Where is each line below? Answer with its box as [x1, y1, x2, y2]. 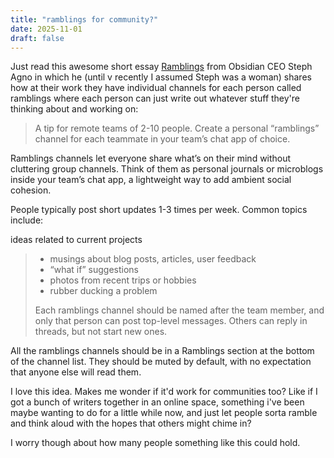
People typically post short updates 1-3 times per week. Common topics [10, 204, 308, 216]
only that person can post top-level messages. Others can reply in [34, 315, 308, 327]
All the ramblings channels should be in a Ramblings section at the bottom [10, 345, 315, 357]
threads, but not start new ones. [34, 326, 168, 338]
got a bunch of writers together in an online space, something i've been [10, 396, 305, 408]
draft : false [10, 33, 65, 43]
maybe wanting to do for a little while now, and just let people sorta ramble [10, 407, 318, 419]
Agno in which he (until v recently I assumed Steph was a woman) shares [10, 71, 312, 83]
